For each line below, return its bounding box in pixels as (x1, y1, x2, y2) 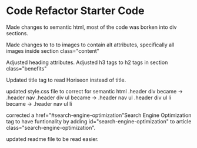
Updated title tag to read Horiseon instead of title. (6, 76, 126, 83)
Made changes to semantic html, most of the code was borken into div (6, 23, 177, 31)
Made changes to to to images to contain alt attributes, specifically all (6, 41, 175, 48)
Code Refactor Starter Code (6, 4, 145, 18)
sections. (6, 29, 28, 36)
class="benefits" (6, 65, 47, 72)
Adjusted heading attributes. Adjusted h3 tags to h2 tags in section (6, 59, 168, 66)
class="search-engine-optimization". (6, 124, 96, 131)
